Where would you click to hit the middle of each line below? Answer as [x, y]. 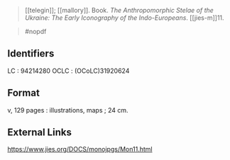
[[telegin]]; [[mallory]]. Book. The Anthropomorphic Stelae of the [119, 10]
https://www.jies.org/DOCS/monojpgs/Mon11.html [80, 149]
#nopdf [35, 32]
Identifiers [31, 53]
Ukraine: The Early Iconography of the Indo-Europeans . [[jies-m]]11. [125, 18]
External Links [40, 133]
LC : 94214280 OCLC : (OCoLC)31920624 [69, 71]
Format [24, 93]
